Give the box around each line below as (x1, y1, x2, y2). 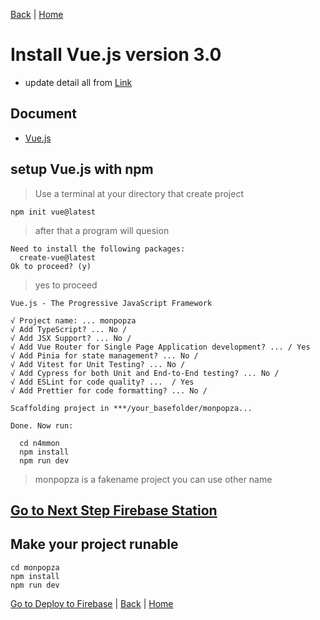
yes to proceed (34, 279, 98, 291)
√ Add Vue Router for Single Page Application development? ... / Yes (10, 342, 311, 352)
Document (10, 105, 77, 123)
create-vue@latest (19, 252, 97, 263)
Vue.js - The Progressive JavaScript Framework (10, 298, 213, 308)
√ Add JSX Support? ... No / (10, 333, 132, 343)
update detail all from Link (24, 76, 133, 88)
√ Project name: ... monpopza (10, 315, 137, 326)
